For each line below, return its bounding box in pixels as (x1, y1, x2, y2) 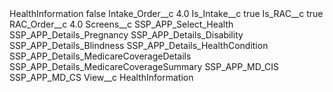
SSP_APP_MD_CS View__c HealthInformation (9, 72, 194, 83)
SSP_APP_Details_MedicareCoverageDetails (9, 50, 192, 62)
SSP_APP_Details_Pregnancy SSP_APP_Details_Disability (9, 29, 244, 41)
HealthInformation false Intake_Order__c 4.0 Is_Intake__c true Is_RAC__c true (9, 8, 324, 19)
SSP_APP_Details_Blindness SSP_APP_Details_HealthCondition (9, 40, 269, 51)
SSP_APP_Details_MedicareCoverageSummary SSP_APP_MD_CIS (9, 61, 280, 72)
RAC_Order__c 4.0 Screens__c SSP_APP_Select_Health (9, 18, 234, 30)
